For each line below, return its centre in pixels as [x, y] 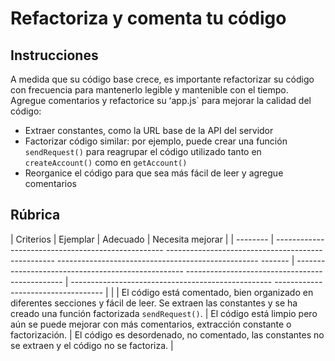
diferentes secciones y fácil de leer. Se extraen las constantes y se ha [154, 303]
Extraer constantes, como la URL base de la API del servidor [149, 130]
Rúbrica [35, 215]
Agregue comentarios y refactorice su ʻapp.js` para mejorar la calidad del [161, 100]
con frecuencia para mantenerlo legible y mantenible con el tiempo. [149, 90]
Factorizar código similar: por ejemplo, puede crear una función [156, 141]
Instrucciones [54, 55]
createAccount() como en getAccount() [106, 162]
